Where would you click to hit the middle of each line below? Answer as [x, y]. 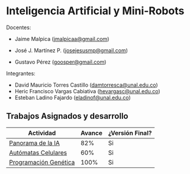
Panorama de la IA [35, 143]
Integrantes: [21, 73]
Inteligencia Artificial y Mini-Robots [95, 11]
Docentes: [19, 27]
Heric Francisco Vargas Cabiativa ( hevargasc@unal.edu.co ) [88, 91]
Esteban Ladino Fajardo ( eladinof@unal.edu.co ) [73, 97]
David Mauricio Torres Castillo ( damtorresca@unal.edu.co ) [86, 85]
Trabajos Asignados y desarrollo [67, 116]
